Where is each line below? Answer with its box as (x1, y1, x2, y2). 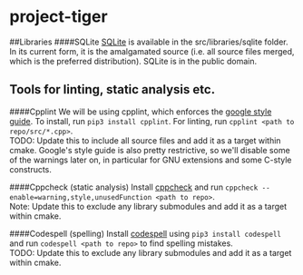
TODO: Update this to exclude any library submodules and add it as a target (9, 247, 292, 258)
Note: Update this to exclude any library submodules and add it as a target (9, 201, 288, 211)
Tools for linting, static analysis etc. (9, 82, 216, 97)
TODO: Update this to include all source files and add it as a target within (9, 134, 281, 146)
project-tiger (9, 6, 108, 27)
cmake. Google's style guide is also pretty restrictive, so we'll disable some (9, 144, 290, 155)
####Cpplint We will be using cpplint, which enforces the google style (9, 106, 272, 117)
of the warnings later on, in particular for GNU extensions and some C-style (9, 154, 292, 165)
